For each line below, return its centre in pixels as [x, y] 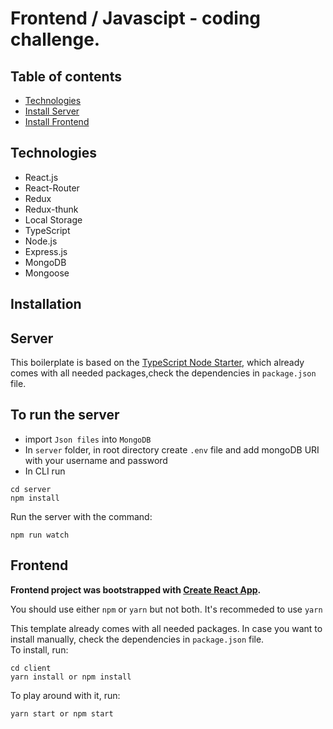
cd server [31, 489]
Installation [46, 304]
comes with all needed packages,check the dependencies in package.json [163, 373]
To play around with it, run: [65, 695]
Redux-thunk [51, 209]
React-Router [52, 188]
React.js [41, 177]
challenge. [55, 39]
